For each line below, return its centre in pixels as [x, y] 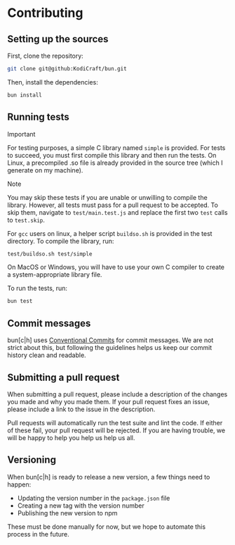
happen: [19, 484]
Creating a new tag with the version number [81, 506]
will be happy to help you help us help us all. [71, 437]
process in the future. [38, 534]
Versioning [32, 460]
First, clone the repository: [46, 56]
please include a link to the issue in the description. [81, 409]
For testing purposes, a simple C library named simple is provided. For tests [116, 148]
